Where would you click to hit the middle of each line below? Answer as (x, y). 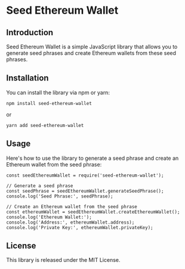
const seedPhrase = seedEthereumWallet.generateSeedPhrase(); (85, 191)
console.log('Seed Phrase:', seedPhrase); (60, 196)
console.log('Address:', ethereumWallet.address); (70, 222)
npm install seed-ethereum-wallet (49, 103)
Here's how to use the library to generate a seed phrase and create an (92, 158)
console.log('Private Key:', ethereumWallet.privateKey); (80, 227)
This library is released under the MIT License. (63, 260)
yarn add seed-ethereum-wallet (45, 125)
